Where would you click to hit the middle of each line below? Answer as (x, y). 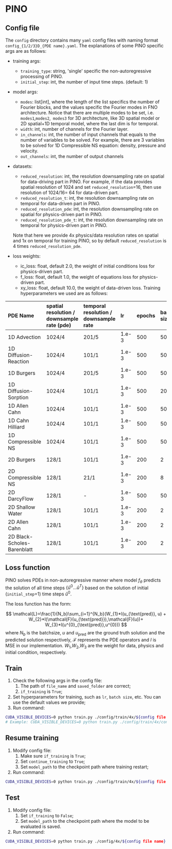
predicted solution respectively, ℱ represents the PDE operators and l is (81, 640)
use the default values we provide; (49, 702)
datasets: (23, 166)
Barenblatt (20, 549)
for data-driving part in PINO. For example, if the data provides (86, 182)
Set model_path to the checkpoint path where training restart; (84, 767)
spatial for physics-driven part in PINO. (61, 214)
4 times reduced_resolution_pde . (47, 246)
